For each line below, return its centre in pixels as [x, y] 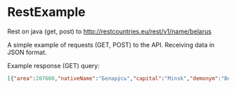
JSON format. [27, 52]
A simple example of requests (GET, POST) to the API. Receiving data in [111, 44]
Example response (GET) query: [54, 65]
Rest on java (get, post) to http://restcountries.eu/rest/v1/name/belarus [110, 31]
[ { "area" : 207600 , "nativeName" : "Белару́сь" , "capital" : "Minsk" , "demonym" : [114, 78]
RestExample [46, 12]
